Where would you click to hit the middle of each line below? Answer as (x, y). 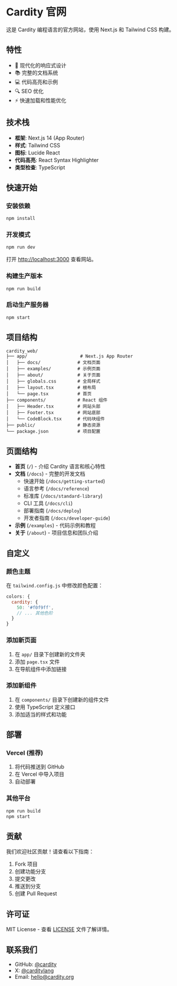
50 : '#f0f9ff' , (35, 607)
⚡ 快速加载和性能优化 (40, 100)
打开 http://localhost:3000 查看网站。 (51, 259)
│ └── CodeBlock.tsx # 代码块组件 (55, 419)
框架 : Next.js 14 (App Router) (50, 138)
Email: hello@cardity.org (44, 977)
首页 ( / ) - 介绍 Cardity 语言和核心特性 (60, 466)
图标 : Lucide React (37, 152)
